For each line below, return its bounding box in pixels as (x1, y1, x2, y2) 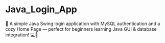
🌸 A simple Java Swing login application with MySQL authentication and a (5, 20, 160, 27)
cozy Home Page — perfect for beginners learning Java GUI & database (5, 26, 157, 32)
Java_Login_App (5, 4, 78, 15)
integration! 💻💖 (5, 32, 38, 38)
